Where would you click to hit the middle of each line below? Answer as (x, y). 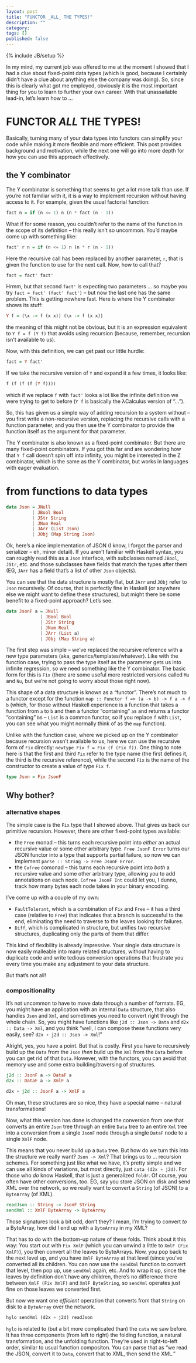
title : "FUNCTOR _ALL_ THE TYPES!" (49, 17)
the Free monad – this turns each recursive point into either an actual (97, 842)
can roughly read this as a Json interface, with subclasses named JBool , (92, 558)
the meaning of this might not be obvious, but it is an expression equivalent (97, 327)
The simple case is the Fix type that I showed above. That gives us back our (98, 825)
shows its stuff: (24, 305)
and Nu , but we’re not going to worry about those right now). (78, 681)
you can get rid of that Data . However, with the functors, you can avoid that (97, 1058)
